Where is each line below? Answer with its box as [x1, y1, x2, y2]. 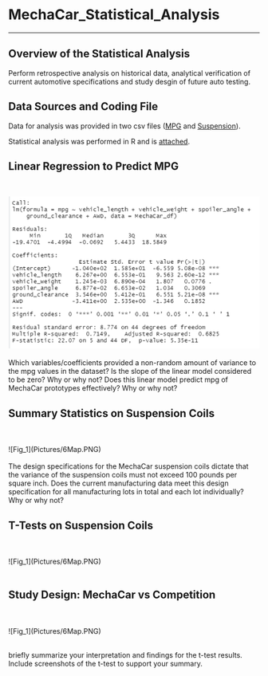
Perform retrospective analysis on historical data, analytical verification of [8, 68, 251, 77]
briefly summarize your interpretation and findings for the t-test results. [8, 650, 243, 659]
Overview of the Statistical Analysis [8, 47, 191, 61]
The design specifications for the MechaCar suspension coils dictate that [8, 462, 249, 471]
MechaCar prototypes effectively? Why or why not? [8, 383, 178, 393]
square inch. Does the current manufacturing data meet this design [8, 478, 229, 488]
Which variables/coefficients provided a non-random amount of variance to [8, 358, 257, 367]
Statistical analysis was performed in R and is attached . [8, 136, 190, 146]
